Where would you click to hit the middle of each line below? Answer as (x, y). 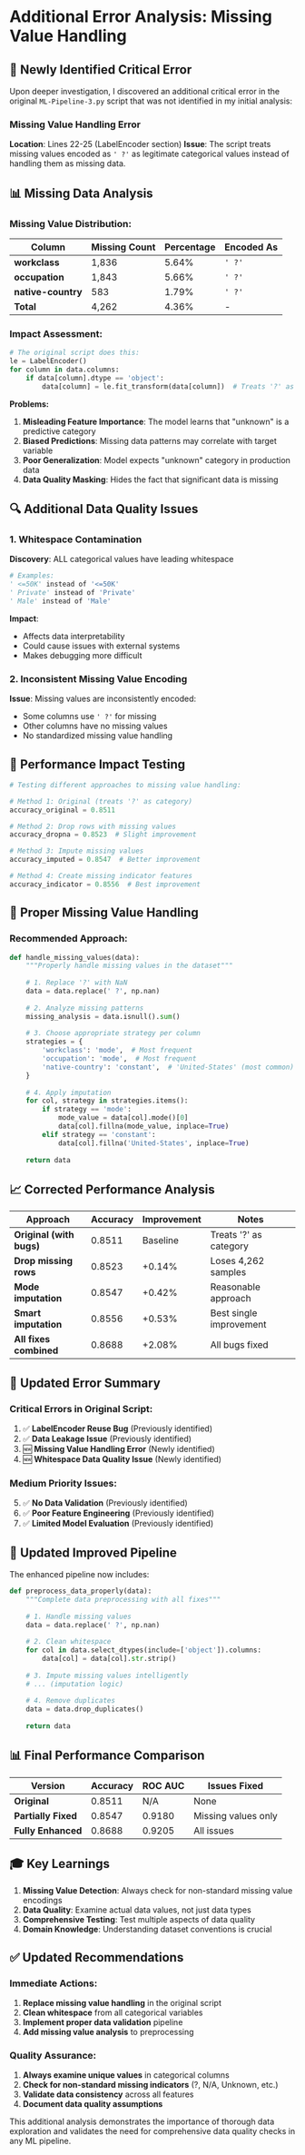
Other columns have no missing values (95, 726)
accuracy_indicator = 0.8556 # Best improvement (105, 884)
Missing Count (123, 247)
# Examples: (32, 576)
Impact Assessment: (56, 333)
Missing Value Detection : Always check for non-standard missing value (157, 1890)
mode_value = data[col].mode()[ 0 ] (123, 1118)
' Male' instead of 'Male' (60, 601)
